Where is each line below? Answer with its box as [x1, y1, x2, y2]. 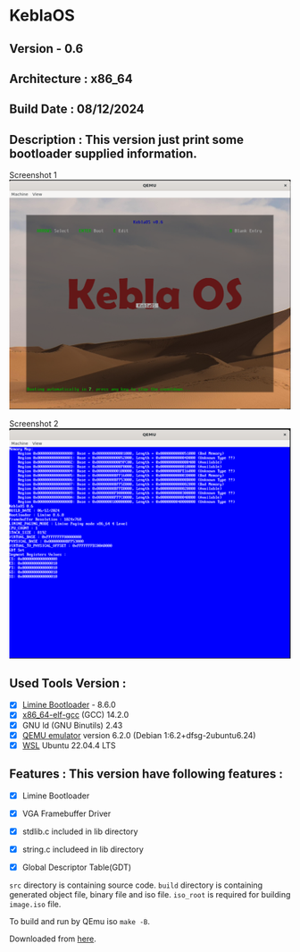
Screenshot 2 [9, 418, 59, 429]
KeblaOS [9, 5, 76, 26]
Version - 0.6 [9, 41, 84, 56]
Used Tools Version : [9, 676, 127, 691]
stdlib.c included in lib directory [21, 826, 138, 837]
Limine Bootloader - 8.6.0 [21, 699, 116, 711]
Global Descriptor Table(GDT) [21, 862, 132, 872]
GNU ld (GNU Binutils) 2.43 [21, 720, 123, 730]
